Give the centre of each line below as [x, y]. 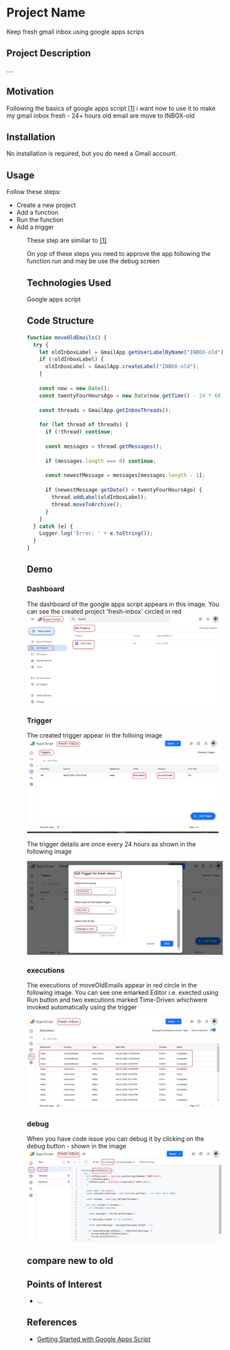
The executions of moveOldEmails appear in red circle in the [112, 985]
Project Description [49, 53]
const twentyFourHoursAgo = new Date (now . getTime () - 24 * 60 [130, 396]
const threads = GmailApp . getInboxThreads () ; [106, 410]
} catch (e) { [53, 526]
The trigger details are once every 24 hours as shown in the [111, 844]
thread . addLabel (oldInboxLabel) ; [99, 497]
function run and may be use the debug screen [93, 261]
